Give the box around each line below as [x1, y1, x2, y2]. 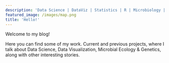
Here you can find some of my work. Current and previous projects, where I [5, 41, 164, 47]
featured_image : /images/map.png [5, 12, 77, 17]
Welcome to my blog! [5, 31, 50, 37]
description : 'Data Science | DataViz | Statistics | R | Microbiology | [5, 7, 166, 13]
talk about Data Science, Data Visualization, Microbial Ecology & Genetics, [5, 47, 161, 53]
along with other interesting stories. [5, 52, 80, 58]
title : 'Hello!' [5, 17, 40, 22]
